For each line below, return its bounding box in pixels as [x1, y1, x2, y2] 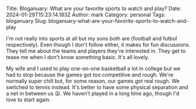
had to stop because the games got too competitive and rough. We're [6, 71, 174, 78]
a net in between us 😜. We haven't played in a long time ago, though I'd [6, 90, 180, 97]
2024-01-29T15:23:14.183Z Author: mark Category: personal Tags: [6, 11, 166, 18]
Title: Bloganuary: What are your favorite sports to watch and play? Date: [6, 5, 181, 12]
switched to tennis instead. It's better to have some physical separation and [6, 84, 188, 90]
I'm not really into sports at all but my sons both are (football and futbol [6, 35, 177, 42]
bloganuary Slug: [6, 18, 47, 24]
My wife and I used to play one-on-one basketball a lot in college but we [6, 65, 181, 72]
